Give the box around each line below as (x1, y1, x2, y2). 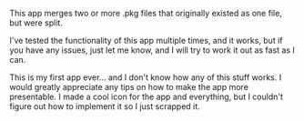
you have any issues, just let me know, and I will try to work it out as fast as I (9, 45, 296, 55)
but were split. (9, 17, 64, 28)
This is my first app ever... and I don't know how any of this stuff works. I (9, 72, 282, 83)
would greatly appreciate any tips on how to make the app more (9, 82, 248, 92)
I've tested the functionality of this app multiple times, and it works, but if (9, 35, 283, 45)
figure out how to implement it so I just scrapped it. (9, 101, 200, 112)
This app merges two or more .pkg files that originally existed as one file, (9, 8, 282, 18)
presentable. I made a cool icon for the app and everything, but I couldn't (9, 91, 284, 102)
